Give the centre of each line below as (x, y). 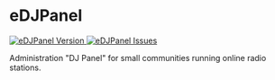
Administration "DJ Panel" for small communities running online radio (138, 58)
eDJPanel (46, 16)
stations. (25, 67)
